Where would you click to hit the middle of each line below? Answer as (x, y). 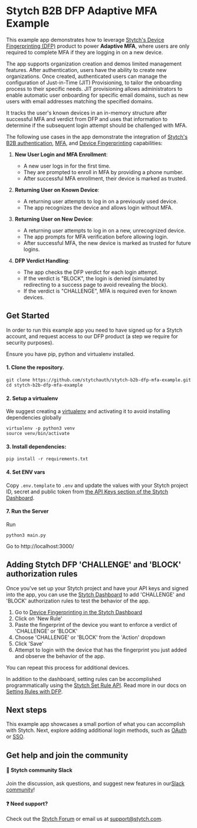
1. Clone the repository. (35, 368)
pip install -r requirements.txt (47, 459)
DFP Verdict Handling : (42, 260)
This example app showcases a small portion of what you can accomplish (96, 724)
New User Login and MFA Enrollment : (61, 154)
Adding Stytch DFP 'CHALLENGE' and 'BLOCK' (94, 565)
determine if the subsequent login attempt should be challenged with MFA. (97, 125)
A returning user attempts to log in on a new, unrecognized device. (104, 230)
